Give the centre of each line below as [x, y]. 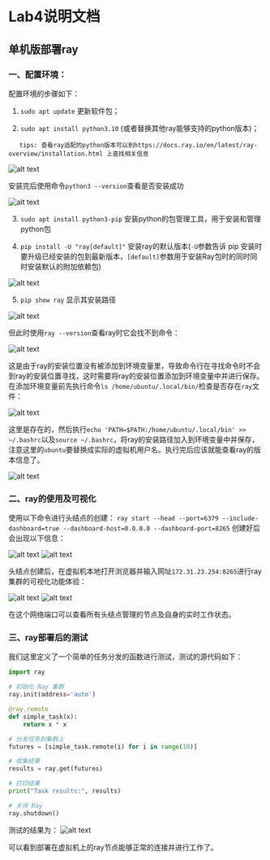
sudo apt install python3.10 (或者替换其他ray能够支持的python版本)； [139, 128]
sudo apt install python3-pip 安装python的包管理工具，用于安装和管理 [141, 218]
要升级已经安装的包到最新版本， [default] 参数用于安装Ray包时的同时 [135, 256]
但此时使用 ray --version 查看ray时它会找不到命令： [94, 332]
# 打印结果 [24, 784]
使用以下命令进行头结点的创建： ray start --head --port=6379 [114, 518]
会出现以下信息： [37, 539]
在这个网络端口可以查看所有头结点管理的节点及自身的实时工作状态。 [122, 614]
